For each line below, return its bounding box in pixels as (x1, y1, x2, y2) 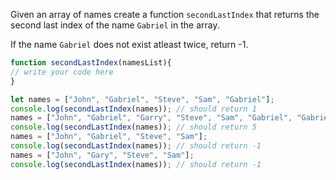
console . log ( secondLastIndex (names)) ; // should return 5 (10, 122, 257, 133)
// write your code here (10, 67, 114, 77)
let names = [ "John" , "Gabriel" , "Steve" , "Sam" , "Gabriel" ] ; (10, 94, 275, 104)
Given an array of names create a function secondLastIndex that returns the (10, 9, 320, 20)
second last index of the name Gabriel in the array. (10, 19, 220, 31)
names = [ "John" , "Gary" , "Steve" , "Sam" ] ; (10, 150, 195, 160)
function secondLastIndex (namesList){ (10, 58, 172, 68)
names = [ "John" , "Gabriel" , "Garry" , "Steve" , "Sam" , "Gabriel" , (10, 113, 293, 123)
